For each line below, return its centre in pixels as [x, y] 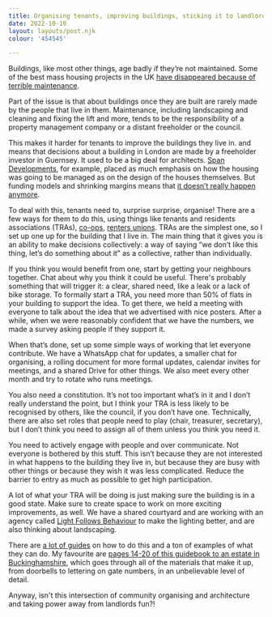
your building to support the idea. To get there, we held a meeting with [126, 304]
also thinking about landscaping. [63, 530]
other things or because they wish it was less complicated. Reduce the [126, 471]
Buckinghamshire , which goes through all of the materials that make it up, [131, 563]
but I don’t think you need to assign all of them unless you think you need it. [134, 429]
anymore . [24, 194]
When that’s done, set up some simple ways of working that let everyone [130, 345]
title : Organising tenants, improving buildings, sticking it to [121, 16]
